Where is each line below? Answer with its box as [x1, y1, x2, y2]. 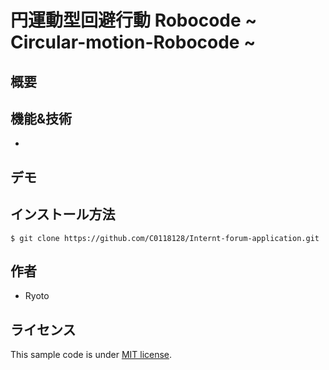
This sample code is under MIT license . [10, 349, 173, 361]
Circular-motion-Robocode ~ [10, 31, 257, 54]
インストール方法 [10, 206, 116, 223]
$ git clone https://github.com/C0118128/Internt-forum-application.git [10, 233, 320, 243]
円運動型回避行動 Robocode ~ [10, 9, 258, 32]
